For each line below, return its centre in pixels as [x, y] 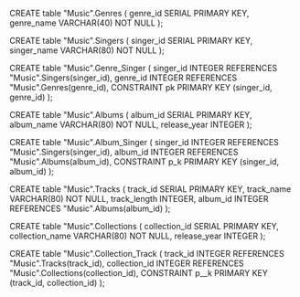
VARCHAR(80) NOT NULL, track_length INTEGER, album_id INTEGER [139, 199]
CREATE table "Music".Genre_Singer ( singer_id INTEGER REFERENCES [144, 68]
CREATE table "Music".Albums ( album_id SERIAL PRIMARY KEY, [131, 115]
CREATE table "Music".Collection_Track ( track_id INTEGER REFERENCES [147, 254]
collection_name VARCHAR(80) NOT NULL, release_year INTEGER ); [138, 236]
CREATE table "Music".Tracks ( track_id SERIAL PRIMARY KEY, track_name [150, 189]
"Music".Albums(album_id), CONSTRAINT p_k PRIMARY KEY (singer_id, [145, 162]
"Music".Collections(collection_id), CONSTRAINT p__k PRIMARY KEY [139, 273]
